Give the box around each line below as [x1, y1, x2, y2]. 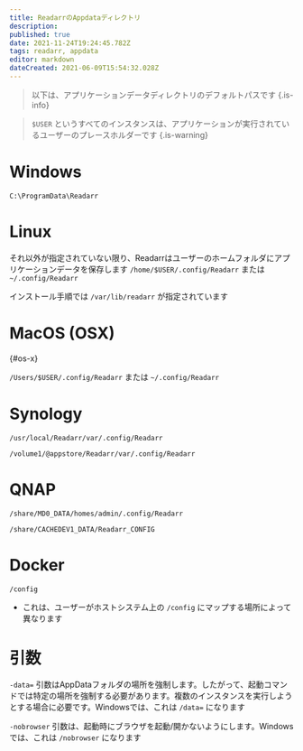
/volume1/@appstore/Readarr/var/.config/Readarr [9, 449, 196, 459]
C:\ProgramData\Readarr [9, 191, 99, 200]
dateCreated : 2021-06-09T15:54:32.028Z [9, 64, 160, 73]
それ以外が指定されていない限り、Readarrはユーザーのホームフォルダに [9, 252, 275, 263]
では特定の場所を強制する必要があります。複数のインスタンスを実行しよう [16, 691, 293, 701]
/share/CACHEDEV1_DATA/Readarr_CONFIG [9, 524, 155, 533]
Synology [9, 403, 83, 424]
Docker [9, 554, 65, 575]
